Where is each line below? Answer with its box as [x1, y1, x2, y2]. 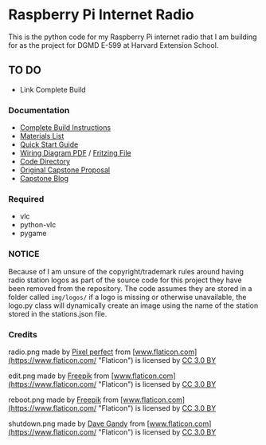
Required [8, 193, 45, 204]
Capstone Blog [19, 174, 69, 183]
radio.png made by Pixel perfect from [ [8, 347, 135, 356]
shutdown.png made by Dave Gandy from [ [8, 419, 150, 428]
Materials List [19, 132, 65, 141]
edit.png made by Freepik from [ [8, 371, 114, 380]
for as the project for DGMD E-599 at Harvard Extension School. [8, 40, 219, 49]
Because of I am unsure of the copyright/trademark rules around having [8, 266, 244, 276]
